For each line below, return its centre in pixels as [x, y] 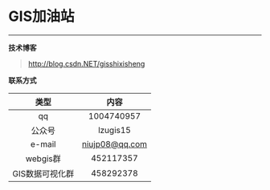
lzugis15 [114, 130]
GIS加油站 [41, 16]
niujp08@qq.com [114, 144]
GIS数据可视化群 [43, 173]
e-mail [43, 144]
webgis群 [43, 159]
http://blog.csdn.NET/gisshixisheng [86, 63]
